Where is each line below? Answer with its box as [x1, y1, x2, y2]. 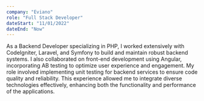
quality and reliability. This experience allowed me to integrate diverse [6, 75, 182, 82]
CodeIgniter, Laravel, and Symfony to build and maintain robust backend [6, 49, 188, 57]
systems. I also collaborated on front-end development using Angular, [6, 55, 182, 63]
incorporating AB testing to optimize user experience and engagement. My [6, 62, 194, 69]
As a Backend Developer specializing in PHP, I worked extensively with [6, 43, 184, 50]
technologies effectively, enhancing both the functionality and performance [6, 82, 197, 89]
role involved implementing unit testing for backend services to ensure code [6, 68, 198, 76]
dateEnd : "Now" [6, 26, 45, 32]
